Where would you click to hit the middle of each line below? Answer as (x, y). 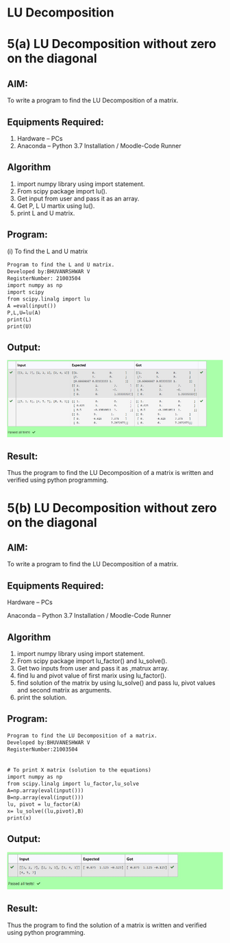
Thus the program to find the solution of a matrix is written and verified (107, 925)
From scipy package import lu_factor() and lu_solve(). (92, 661)
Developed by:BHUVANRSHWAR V (49, 271)
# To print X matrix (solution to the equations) (79, 770)
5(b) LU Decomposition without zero (112, 508)
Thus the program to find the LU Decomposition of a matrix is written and (110, 473)
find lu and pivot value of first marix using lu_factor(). (91, 676)
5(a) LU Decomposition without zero (112, 44)
